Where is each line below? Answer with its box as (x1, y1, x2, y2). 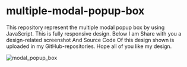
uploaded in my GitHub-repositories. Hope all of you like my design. (6, 43, 172, 50)
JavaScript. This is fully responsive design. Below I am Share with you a (6, 30, 182, 37)
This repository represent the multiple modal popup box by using (6, 24, 165, 31)
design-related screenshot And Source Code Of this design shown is (6, 36, 175, 43)
